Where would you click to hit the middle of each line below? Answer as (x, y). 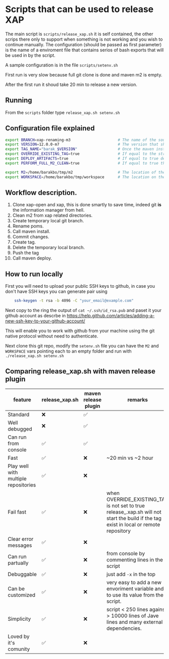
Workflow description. (41, 192)
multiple (17, 478)
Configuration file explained (50, 129)
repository (118, 531)
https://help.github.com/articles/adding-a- (111, 316)
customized (22, 595)
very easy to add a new (134, 582)
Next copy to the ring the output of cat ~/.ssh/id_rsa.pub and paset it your (83, 310)
